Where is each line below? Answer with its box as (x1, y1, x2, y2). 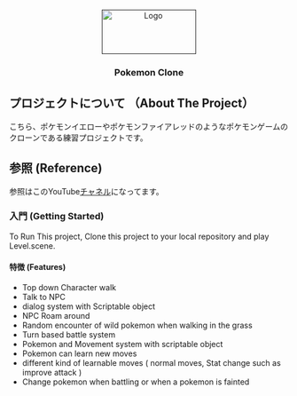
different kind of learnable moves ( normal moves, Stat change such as (21, 358, 281, 368)
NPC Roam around (21, 311, 90, 321)
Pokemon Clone (113, 66, 184, 78)
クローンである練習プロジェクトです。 (9, 132, 148, 143)
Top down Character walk (21, 282, 117, 293)
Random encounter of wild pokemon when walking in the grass (21, 320, 253, 331)
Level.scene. (9, 240, 56, 251)
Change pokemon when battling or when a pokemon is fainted (21, 376, 250, 387)
